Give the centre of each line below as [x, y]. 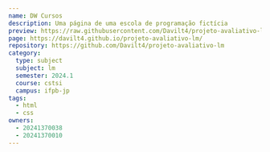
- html [27, 105]
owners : [21, 121]
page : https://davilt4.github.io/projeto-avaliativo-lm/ [106, 38]
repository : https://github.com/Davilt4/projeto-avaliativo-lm [117, 46]
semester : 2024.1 [45, 76]
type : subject [39, 61]
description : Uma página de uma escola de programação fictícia [118, 23]
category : [25, 53]
